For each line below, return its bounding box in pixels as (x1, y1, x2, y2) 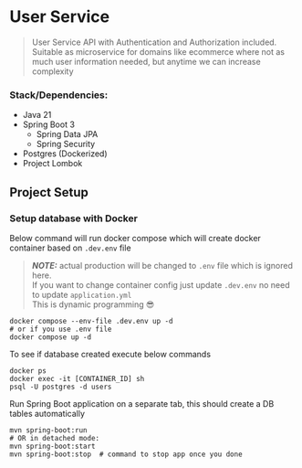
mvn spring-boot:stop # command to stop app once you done (9, 450, 244, 459)
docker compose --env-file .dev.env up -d (9, 316, 173, 325)
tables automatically (9, 408, 85, 419)
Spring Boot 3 (22, 119, 76, 130)
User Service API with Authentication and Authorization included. (31, 37, 277, 48)
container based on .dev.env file (9, 242, 131, 253)
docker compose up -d (9, 332, 92, 342)
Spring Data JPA (36, 129, 99, 140)
